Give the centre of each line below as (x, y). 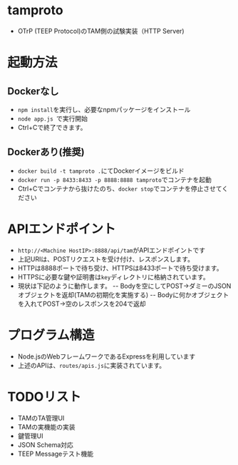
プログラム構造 (51, 335)
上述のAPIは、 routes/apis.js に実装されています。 (92, 365)
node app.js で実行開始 (52, 118)
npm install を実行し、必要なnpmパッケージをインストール (104, 109)
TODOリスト (45, 397)
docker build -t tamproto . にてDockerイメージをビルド (101, 171)
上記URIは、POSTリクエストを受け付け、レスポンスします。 (106, 259)
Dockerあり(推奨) (46, 152)
